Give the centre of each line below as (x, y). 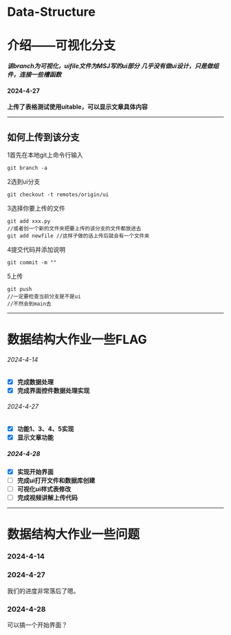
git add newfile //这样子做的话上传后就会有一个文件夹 (78, 236)
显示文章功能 (35, 437)
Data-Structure (52, 12)
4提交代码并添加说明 (36, 250)
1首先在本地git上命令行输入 (45, 155)
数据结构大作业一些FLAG (77, 340)
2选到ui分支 (24, 182)
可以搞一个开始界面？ (37, 625)
